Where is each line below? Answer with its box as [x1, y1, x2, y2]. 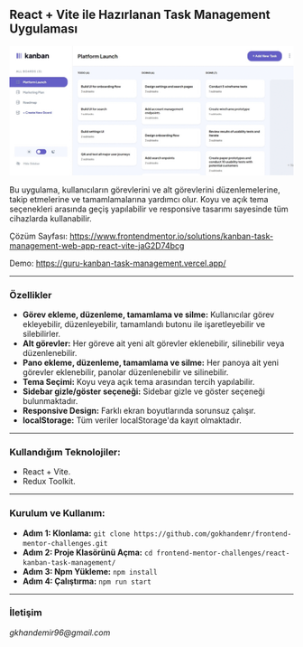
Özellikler [9, 288, 52, 301]
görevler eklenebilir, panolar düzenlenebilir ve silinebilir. [22, 366, 229, 378]
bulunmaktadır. [22, 395, 78, 406]
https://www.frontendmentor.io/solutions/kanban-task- [69, 230, 273, 241]
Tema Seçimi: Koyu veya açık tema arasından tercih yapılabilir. [22, 376, 255, 387]
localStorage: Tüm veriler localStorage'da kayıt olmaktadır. [22, 415, 242, 426]
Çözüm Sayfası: [9, 230, 68, 241]
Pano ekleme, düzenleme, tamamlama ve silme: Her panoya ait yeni [22, 357, 280, 368]
